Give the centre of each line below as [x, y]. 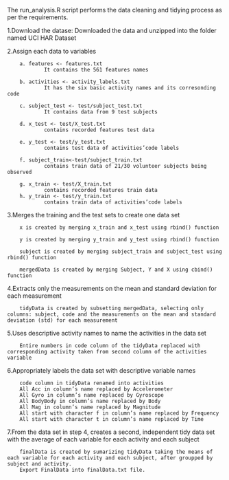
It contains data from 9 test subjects [100, 112]
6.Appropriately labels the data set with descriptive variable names [101, 370]
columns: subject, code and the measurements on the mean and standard [111, 314]
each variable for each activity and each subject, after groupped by [110, 458]
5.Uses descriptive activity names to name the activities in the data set [107, 333]
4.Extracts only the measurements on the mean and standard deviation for [112, 288]
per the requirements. [38, 17]
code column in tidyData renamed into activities [92, 383]
